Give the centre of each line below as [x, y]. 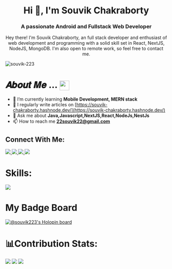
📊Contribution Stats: [52, 244]
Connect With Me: [35, 139]
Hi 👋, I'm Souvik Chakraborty [86, 11]
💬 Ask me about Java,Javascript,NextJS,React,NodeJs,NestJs [81, 116]
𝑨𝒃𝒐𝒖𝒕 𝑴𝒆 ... [31, 85]
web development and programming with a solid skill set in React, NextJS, [86, 43]
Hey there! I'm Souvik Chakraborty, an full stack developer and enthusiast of [86, 37]
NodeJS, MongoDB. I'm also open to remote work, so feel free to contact [86, 49]
